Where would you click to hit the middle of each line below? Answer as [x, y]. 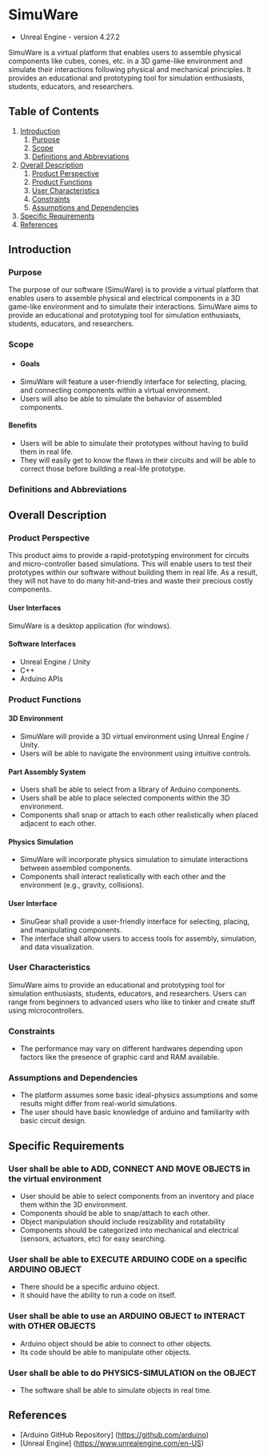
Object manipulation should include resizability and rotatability [122, 1221]
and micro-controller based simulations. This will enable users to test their [130, 564]
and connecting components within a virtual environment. [115, 390]
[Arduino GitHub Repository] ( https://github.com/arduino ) [114, 1434]
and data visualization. [57, 947]
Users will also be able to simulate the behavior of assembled [121, 399]
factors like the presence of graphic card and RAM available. [120, 1057]
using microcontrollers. [46, 1010]
